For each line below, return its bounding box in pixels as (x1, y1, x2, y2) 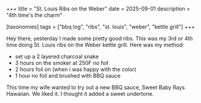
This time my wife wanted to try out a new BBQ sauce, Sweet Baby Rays (6, 84, 185, 91)
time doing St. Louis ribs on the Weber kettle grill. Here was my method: (6, 42, 185, 48)
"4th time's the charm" (6, 11, 63, 19)
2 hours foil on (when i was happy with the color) (14, 66, 137, 73)
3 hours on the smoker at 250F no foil (14, 60, 109, 66)
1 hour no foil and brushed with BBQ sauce (14, 72, 121, 79)
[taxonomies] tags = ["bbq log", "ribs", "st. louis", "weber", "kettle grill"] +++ (6, 23, 196, 30)
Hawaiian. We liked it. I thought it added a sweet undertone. (6, 90, 154, 97)
